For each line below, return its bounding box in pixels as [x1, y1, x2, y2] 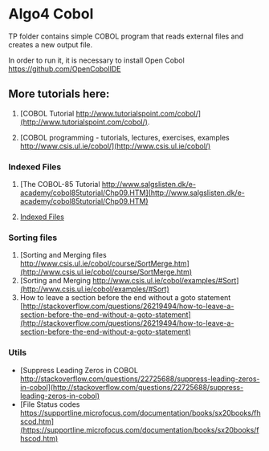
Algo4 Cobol [8, 5, 94, 23]
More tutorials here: [8, 87, 110, 101]
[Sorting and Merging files [19, 250, 107, 260]
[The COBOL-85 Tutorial [19, 180, 100, 189]
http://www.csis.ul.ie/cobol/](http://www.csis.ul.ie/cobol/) [19, 141, 211, 151]
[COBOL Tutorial [19, 108, 75, 118]
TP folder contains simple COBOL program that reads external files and [8, 31, 244, 41]
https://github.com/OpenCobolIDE [8, 63, 121, 73]
